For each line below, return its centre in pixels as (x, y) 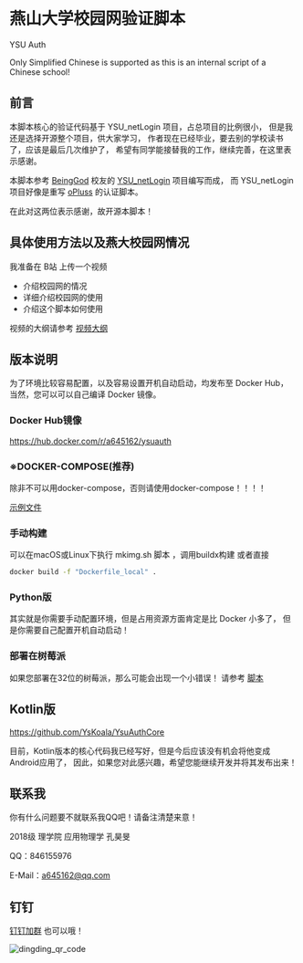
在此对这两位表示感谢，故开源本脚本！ (81, 211)
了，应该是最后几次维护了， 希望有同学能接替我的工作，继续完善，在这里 (146, 149)
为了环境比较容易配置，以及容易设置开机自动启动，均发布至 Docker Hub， (149, 383)
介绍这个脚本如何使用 (63, 309)
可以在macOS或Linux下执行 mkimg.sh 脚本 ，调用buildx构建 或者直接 (139, 555)
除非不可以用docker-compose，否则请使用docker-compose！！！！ (138, 487)
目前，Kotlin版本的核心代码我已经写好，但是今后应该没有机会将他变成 (140, 750)
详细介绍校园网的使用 (63, 297)
